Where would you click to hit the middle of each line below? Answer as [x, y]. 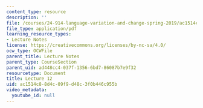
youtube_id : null [34, 95]
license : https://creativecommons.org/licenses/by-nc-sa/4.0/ [86, 46]
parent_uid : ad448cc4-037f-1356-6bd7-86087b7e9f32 [71, 67]
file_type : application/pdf [42, 28]
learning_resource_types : [39, 34]
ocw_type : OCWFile [29, 51]
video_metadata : [27, 90]
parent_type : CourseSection [42, 62]
